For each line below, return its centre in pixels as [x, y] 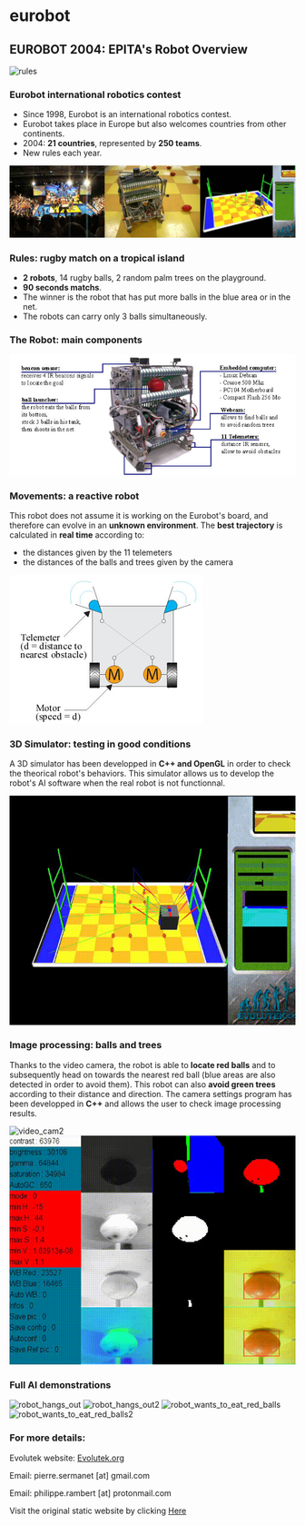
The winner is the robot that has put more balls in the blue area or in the [157, 297]
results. [24, 1113]
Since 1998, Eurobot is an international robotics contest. [127, 114]
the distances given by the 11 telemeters [97, 553]
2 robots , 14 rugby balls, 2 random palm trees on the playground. [144, 278]
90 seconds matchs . [62, 288]
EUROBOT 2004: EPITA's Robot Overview [128, 50]
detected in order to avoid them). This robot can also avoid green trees [143, 1084]
